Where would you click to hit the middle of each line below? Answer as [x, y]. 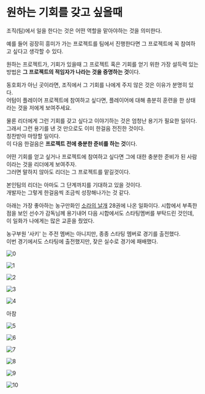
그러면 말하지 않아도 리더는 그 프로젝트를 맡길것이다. [68, 172]
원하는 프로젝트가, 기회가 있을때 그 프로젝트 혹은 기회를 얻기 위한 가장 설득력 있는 [102, 64]
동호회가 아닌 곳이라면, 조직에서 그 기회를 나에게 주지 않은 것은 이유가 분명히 [97, 85]
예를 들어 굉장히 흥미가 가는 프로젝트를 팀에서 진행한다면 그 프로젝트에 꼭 [93, 43]
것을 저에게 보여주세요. [45, 108]
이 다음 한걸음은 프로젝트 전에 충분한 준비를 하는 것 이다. [72, 144]
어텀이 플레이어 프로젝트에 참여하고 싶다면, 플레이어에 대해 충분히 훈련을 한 [95, 100]
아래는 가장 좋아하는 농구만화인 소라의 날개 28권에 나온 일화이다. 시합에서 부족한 [102, 205]
